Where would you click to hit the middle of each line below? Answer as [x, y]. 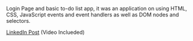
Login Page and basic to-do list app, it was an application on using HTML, [97, 8]
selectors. [18, 21]
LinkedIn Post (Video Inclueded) [46, 32]
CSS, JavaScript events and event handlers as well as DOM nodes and [93, 15]
